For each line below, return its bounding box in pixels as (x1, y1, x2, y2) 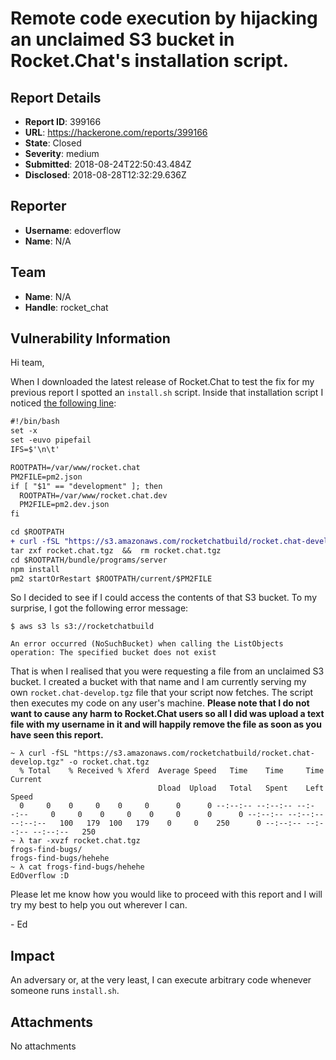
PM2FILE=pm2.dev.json (19, 500, 110, 510)
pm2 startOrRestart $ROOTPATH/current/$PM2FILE (10, 573, 213, 584)
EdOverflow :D (10, 871, 70, 881)
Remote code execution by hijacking (10, 7, 318, 30)
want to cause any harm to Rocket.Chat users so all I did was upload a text (10, 708, 325, 720)
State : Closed (24, 137, 82, 149)
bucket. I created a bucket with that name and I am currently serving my (10, 676, 307, 688)
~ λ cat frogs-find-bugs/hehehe (10, 862, 145, 872)
